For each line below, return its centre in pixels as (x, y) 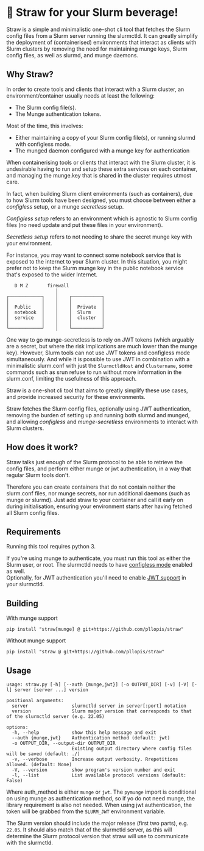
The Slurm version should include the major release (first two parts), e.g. (97, 823)
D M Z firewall (42, 285)
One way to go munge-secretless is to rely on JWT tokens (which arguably (100, 339)
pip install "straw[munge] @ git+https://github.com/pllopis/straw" (95, 630)
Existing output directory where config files (132, 749)
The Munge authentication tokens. (58, 114)
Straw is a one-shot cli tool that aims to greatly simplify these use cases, (97, 390)
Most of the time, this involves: (45, 126)
